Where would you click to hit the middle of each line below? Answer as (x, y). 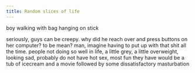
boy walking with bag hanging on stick (52, 28)
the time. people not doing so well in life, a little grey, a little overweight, (92, 51)
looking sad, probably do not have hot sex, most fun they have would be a (95, 57)
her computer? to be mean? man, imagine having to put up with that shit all (96, 45)
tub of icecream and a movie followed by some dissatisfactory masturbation (98, 64)
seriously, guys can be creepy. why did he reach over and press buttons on (97, 39)
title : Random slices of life (43, 11)
